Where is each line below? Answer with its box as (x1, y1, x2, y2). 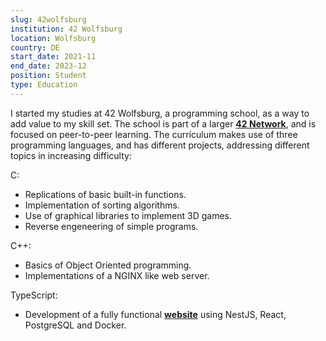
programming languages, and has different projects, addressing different (10, 139, 310, 151)
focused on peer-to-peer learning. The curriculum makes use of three (10, 128, 298, 140)
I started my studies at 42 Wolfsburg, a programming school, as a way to (10, 107, 310, 119)
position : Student (10, 71, 87, 81)
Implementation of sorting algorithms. (24, 199, 180, 211)
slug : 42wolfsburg (10, 14, 87, 25)
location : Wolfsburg (10, 33, 97, 43)
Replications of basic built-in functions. (24, 188, 187, 200)
